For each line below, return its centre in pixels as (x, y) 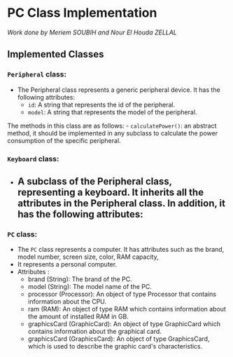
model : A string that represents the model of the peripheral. (112, 112)
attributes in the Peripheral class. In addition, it (121, 203)
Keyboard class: (33, 159)
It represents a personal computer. (67, 264)
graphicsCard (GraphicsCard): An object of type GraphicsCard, (119, 339)
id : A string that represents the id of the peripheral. (101, 105)
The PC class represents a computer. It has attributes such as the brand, (121, 250)
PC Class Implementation (82, 13)
